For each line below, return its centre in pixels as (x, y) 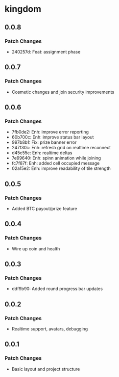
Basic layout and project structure (46, 369)
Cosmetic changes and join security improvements (63, 92)
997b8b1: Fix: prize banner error (44, 142)
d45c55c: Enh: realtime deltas (42, 153)
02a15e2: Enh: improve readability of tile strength (61, 168)
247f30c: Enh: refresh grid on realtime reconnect (61, 148)
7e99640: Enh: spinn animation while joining (56, 158)
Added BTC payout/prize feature (44, 208)
